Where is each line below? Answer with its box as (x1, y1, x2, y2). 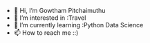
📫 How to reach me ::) (13, 29, 79, 37)
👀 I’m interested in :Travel (13, 14, 86, 22)
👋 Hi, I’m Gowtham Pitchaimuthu (13, 7, 106, 14)
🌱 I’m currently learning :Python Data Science (13, 21, 144, 29)
